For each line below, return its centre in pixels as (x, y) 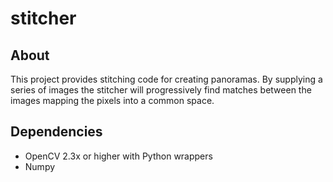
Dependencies (56, 132)
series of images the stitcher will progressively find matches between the (161, 90)
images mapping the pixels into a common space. (112, 100)
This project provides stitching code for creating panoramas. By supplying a (166, 79)
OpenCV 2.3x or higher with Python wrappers (118, 156)
